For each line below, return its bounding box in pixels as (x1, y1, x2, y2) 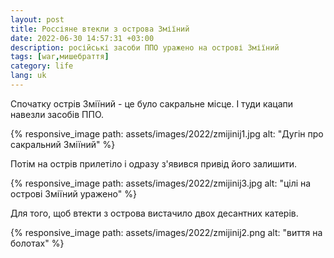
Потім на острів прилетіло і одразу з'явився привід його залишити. (10, 157, 298, 170)
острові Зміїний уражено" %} (10, 187, 137, 200)
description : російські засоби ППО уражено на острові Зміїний (10, 42, 280, 53)
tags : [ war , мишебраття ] (10, 52, 110, 62)
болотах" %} (10, 237, 65, 249)
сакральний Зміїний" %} (10, 138, 116, 150)
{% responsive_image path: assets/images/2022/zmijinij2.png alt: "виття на (10, 226, 323, 238)
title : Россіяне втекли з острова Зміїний (10, 24, 190, 34)
